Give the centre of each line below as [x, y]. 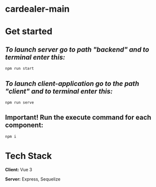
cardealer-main [37, 9]
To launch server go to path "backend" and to [77, 49]
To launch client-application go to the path [72, 84]
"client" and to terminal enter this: [59, 91]
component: [24, 125]
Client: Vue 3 [19, 169]
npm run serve [20, 103]
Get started [29, 32]
